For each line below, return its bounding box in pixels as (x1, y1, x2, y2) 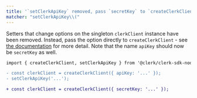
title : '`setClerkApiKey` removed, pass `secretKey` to (6, 8, 145, 15)
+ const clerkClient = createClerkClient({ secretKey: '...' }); (6, 86, 169, 92)
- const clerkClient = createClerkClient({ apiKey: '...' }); (6, 71, 161, 76)
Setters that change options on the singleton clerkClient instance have (6, 30, 179, 37)
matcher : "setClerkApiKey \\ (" (6, 14, 80, 20)
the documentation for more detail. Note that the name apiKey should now (6, 42, 185, 50)
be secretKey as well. (6, 48, 57, 55)
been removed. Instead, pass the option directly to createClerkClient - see (6, 36, 188, 43)
